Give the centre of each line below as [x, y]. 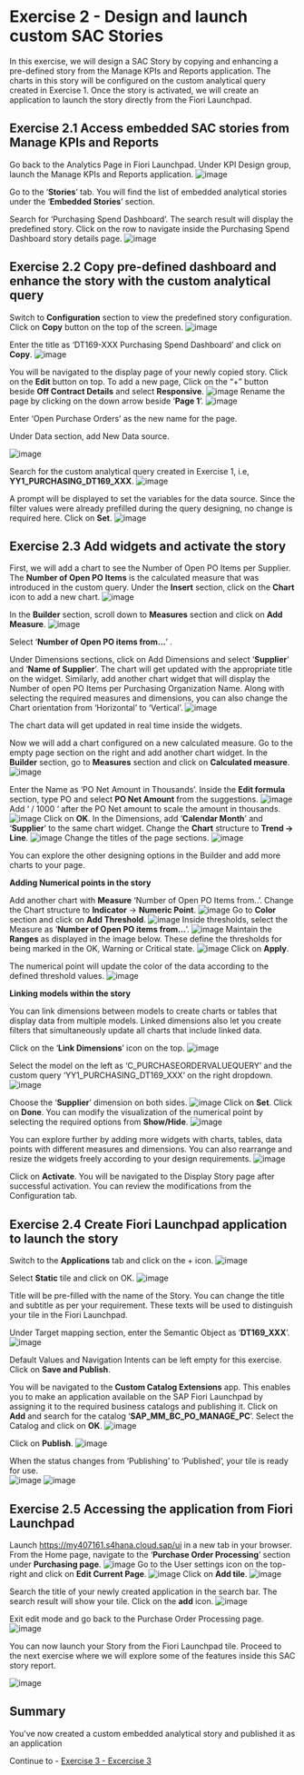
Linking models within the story [70, 993]
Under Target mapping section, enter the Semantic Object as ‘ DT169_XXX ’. [150, 1332]
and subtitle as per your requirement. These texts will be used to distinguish [151, 1305]
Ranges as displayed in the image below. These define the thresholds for [146, 939]
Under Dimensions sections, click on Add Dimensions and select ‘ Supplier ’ [149, 660]
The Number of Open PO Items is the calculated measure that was [134, 578]
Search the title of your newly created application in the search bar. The [143, 1591]
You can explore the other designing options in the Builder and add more [145, 855]
